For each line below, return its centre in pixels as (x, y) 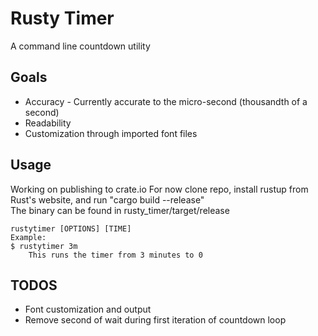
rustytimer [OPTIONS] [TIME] (71, 228)
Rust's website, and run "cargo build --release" (107, 199)
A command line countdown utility (80, 46)
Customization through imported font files (111, 133)
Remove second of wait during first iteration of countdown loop (155, 320)
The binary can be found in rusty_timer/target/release (120, 210)
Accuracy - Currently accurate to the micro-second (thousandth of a (166, 101)
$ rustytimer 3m (44, 246)
